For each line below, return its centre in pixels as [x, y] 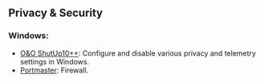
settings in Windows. [55, 61]
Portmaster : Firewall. [54, 70]
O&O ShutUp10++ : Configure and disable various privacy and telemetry [138, 53]
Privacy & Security [56, 13]
